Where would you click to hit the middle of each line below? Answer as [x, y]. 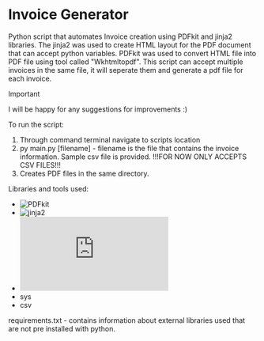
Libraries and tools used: [49, 188]
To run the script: [36, 124]
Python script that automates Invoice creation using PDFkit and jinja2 [121, 36]
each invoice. [30, 78]
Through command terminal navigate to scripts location [110, 139]
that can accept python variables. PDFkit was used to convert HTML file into [132, 53]
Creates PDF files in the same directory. [84, 173]
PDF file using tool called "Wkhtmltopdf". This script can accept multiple [126, 62]
